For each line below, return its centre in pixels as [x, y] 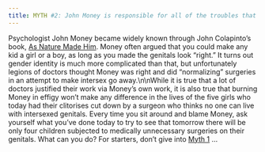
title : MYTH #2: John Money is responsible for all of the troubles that [132, 15]
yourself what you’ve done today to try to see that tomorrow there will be [127, 122]
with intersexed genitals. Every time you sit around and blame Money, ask [128, 114]
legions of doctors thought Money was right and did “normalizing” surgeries [132, 71]
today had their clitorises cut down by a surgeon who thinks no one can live [131, 105]
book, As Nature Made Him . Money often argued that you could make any [128, 46]
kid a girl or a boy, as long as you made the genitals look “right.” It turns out [131, 55]
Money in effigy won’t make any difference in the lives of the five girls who [130, 97]
